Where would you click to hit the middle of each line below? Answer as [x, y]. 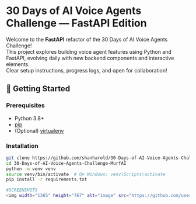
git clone [18, 158]
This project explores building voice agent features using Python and [89, 51]
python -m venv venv [31, 169]
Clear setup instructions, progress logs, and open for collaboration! [87, 70]
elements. [18, 64]
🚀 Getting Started [38, 89]
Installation [22, 146]
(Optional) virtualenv [39, 130]
